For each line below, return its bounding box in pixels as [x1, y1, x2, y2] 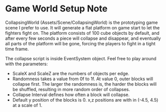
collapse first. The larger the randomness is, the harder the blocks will [12, 81, 156, 87]
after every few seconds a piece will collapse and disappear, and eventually [5, 35, 161, 41]
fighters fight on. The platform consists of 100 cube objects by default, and [5, 30, 160, 36]
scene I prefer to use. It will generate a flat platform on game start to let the [5, 24, 160, 30]
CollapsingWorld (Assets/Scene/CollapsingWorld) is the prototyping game [5, 19, 158, 25]
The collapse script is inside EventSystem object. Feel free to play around [5, 55, 156, 61]
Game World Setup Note [5, 3, 107, 14]
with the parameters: [5, 61, 48, 67]
